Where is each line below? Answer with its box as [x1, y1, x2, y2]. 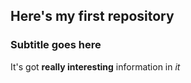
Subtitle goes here [10, 38, 102, 52]
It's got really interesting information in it [10, 60, 181, 73]
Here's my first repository [10, 8, 175, 25]
